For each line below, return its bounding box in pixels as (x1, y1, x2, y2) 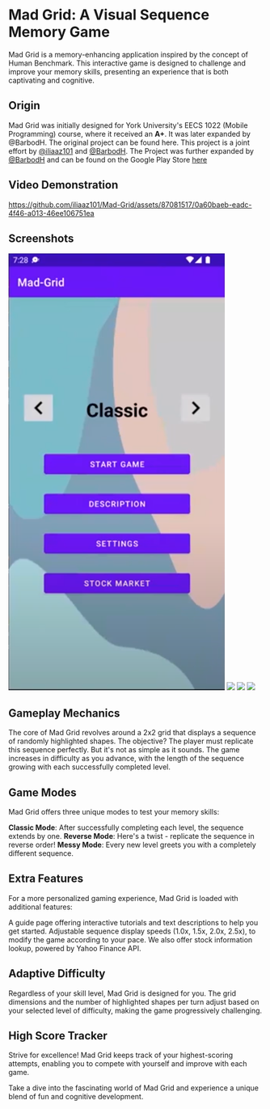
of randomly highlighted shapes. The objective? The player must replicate (8, 736, 254, 746)
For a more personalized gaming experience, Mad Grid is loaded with (8, 893, 238, 903)
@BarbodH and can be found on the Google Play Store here (8, 154, 208, 164)
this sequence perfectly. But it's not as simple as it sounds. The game (8, 745, 240, 755)
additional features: (8, 902, 73, 912)
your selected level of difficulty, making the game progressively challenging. (8, 1005, 263, 1015)
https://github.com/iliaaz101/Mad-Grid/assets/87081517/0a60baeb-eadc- (8, 200, 252, 210)
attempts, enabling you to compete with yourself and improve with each (8, 1059, 248, 1069)
